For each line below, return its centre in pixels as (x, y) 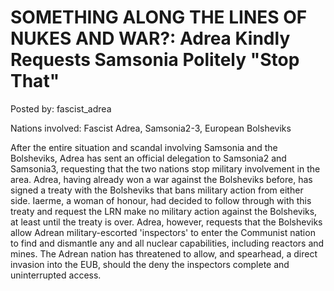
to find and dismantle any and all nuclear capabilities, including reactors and (167, 243)
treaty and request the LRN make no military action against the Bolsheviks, (164, 211)
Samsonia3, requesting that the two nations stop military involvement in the (165, 168)
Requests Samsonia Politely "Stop (155, 60)
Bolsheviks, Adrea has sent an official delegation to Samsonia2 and (148, 158)
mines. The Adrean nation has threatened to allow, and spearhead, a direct (164, 253)
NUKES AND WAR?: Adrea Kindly (150, 38)
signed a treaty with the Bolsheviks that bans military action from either (157, 190)
